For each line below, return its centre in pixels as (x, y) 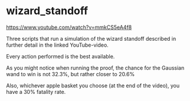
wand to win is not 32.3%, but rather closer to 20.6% (71, 74)
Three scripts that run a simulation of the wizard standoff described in (91, 38)
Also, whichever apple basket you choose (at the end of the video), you (93, 85)
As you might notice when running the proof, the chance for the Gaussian (95, 68)
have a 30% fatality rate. (36, 92)
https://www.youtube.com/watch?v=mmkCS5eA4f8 (69, 27)
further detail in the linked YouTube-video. (58, 45)
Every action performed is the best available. (60, 56)
